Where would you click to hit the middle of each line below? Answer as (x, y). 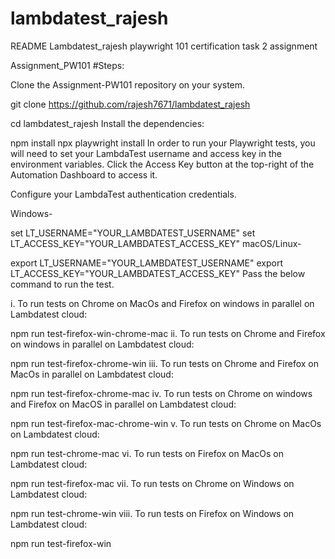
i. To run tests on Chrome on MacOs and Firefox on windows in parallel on (162, 303)
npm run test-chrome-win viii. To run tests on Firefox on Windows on (152, 513)
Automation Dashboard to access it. (84, 174)
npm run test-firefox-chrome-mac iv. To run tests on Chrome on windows (161, 393)
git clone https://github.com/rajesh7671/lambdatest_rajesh (130, 104)
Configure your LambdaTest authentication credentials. (123, 194)
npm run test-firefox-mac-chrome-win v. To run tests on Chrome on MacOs (166, 423)
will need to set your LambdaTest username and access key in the (146, 153)
